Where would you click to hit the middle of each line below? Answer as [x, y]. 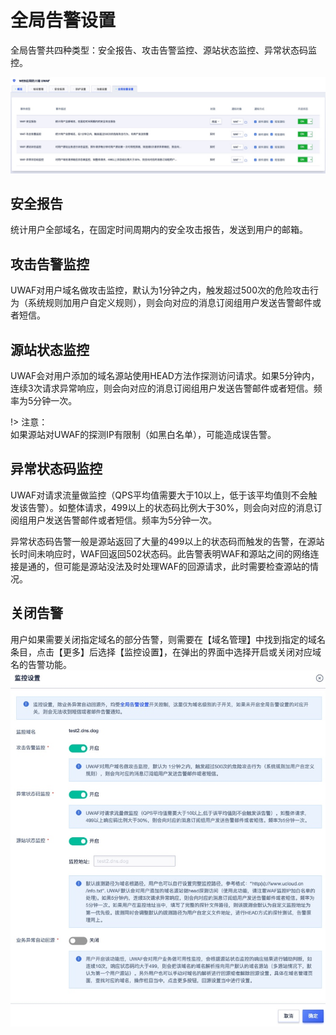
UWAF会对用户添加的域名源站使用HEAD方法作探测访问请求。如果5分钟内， [165, 375]
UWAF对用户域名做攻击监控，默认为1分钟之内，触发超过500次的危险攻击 [160, 290]
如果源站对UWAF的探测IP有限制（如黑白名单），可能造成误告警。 [143, 434]
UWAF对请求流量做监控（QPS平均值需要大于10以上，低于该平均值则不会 [159, 495]
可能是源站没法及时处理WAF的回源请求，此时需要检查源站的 [186, 566]
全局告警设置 [63, 20]
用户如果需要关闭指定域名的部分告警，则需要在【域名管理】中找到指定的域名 [168, 639]
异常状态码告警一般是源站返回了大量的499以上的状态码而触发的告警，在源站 [167, 541]
